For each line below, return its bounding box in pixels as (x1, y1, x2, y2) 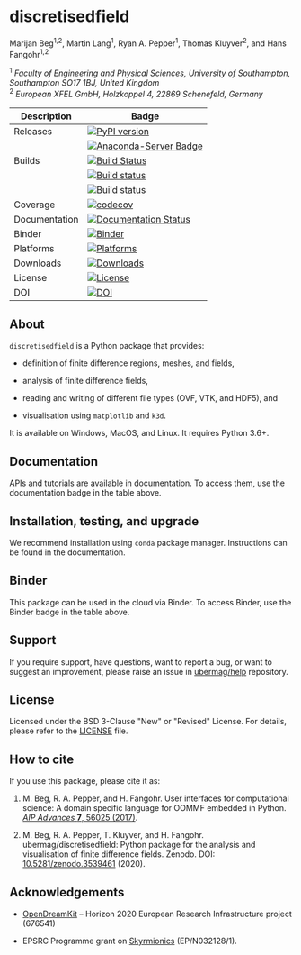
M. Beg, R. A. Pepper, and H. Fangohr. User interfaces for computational (22, 793, 289, 804)
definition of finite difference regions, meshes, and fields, (22, 358, 235, 368)
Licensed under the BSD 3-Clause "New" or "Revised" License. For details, (9, 716, 288, 727)
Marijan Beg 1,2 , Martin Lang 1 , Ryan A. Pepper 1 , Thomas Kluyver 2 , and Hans (9, 36, 288, 49)
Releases (13, 124, 52, 137)
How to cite (9, 751, 75, 767)
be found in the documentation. (9, 547, 126, 558)
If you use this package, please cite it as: (9, 776, 160, 787)
